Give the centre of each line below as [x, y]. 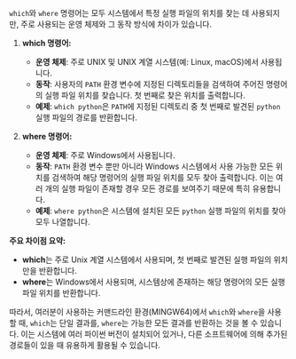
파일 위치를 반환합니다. [61, 293]
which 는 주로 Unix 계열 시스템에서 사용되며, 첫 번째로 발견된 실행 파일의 [147, 259]
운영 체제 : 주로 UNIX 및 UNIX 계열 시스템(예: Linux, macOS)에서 [147, 62]
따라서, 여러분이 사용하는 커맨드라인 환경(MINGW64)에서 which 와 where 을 [137, 312]
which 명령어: [47, 43]
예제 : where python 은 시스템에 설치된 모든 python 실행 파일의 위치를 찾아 [160, 211]
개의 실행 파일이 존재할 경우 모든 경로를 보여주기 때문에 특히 [148, 188]
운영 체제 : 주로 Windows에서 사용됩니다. [105, 155]
